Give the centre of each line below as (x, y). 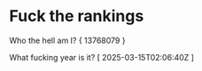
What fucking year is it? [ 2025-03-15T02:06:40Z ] (102, 57)
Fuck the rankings (77, 16)
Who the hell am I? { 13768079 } (67, 40)
